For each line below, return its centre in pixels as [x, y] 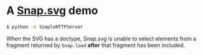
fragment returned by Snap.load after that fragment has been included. [96, 45]
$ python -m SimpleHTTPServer [45, 27]
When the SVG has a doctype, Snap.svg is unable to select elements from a [101, 38]
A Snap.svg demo [52, 11]
